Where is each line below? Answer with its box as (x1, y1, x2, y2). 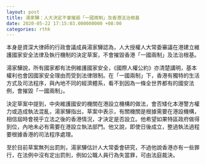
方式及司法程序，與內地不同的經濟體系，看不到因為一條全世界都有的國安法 (6, 80, 194, 87)
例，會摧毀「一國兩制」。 (6, 87, 69, 95)
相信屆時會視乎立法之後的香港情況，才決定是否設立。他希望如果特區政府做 (6, 116, 194, 123)
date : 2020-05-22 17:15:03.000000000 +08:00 (6, 20, 122, 26)
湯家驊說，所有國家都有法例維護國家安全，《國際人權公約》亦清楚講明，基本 (6, 64, 197, 72)
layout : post (6, 9, 40, 15)
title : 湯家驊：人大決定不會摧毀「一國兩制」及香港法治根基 (6, 15, 140, 21)
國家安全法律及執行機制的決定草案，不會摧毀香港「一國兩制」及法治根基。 (11, 51, 200, 59)
